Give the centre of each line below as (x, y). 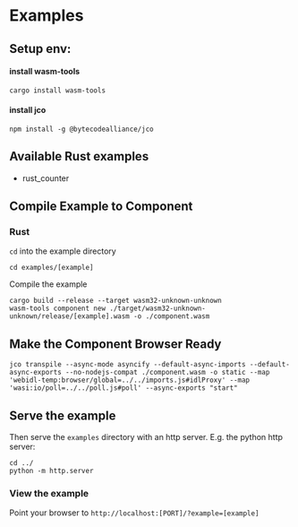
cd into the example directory (63, 251)
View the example (49, 494)
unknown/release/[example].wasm (69, 316)
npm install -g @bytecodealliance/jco (81, 129)
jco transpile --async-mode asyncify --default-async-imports (128, 365)
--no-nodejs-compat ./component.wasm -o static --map (168, 373)
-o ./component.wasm (171, 316)
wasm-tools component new (57, 309)
